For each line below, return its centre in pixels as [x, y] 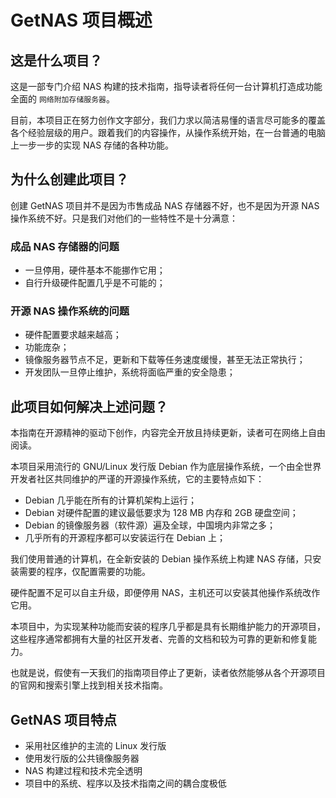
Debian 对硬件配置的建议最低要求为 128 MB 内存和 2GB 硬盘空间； [161, 513]
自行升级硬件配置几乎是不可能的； [95, 283]
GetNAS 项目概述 [81, 20]
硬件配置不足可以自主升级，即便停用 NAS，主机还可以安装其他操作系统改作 [165, 593]
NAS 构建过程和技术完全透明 [83, 771]
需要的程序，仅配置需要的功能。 [84, 572]
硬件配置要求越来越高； [73, 335]
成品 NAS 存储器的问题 [65, 246]
